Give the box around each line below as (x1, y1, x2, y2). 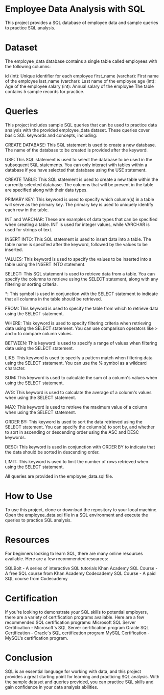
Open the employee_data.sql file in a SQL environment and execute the (5, 512, 148, 518)
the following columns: (5, 63, 51, 69)
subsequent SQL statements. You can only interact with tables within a (5, 162, 148, 168)
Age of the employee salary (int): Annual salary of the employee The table (5, 83, 154, 89)
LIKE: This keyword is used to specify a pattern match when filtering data (5, 354, 153, 361)
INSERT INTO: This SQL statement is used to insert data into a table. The (5, 236, 151, 242)
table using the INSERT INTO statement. (5, 261, 86, 267)
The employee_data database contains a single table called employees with (5, 58, 158, 64)
